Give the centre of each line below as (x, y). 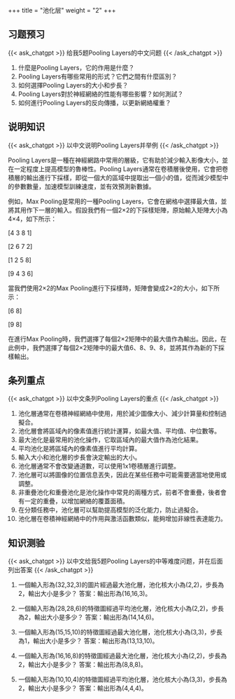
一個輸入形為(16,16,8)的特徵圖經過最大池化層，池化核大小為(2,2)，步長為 (122, 656)
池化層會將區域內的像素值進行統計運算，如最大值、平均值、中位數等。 (119, 431)
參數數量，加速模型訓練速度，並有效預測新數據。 (84, 186)
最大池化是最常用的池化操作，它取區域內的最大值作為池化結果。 (110, 440)
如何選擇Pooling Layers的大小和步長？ (73, 85)
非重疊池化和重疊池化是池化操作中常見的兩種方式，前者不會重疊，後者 (119, 492)
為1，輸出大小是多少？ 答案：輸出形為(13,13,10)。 (88, 641)
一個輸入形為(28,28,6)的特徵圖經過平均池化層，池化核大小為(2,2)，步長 (121, 609)
